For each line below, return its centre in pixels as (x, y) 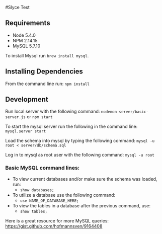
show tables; (34, 211)
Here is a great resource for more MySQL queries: (57, 220)
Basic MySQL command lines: (43, 168)
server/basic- (134, 112)
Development (27, 99)
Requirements (28, 23)
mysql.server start (26, 131)
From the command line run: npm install (47, 84)
